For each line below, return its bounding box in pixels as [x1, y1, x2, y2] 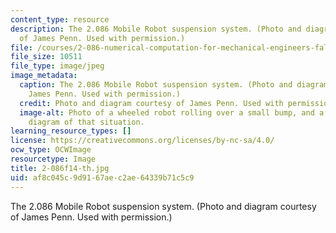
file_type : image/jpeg [10, 61, 105, 71]
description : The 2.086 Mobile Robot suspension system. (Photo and [10, 24, 302, 34]
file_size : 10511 [10, 52, 83, 62]
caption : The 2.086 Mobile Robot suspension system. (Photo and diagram [19, 80, 329, 90]
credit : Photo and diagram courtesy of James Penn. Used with [19, 98, 284, 108]
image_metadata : [10, 71, 78, 81]
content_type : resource [10, 14, 110, 25]
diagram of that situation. [28, 117, 145, 127]
